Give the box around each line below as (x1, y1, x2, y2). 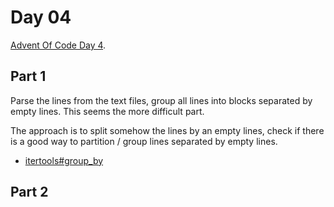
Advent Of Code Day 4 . (10, 39, 107, 51)
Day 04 (10, 6, 72, 29)
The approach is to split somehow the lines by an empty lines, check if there (10, 124, 325, 136)
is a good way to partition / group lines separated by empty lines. (10, 135, 278, 147)
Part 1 (10, 68, 47, 85)
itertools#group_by (24, 154, 104, 166)
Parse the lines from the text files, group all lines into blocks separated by (10, 94, 313, 106)
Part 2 (10, 184, 49, 201)
